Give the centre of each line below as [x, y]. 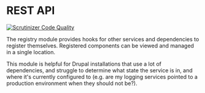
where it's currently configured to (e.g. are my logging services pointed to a [102, 77]
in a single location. [31, 52]
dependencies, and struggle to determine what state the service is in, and [100, 70]
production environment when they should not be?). [72, 83]
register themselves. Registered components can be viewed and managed [100, 46]
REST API [31, 11]
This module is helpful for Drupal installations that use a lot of [84, 64]
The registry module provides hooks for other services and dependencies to [103, 39]
